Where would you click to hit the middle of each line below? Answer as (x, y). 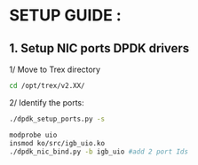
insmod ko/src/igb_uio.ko (57, 143)
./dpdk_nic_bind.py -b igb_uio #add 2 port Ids (99, 152)
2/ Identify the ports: (47, 102)
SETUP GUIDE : (65, 16)
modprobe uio (33, 135)
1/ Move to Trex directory (55, 69)
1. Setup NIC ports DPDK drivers (99, 48)
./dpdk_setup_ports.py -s (57, 119)
